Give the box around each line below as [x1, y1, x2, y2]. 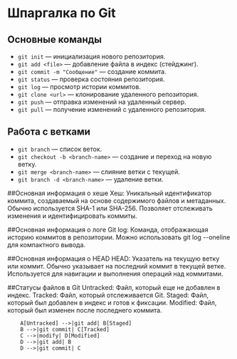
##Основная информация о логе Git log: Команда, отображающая [7, 225, 209, 234]
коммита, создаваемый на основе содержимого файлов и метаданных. [7, 196, 226, 204]
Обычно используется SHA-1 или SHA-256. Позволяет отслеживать [7, 204, 213, 212]
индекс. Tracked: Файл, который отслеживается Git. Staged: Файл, [7, 291, 209, 299]
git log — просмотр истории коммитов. [17, 83, 141, 90]
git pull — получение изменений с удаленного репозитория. [17, 105, 206, 113]
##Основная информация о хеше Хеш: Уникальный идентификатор [7, 189, 212, 197]
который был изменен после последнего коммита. [7, 306, 162, 314]
